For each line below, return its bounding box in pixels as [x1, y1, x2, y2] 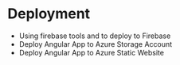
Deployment [7, 5, 91, 23]
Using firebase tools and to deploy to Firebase [18, 31, 171, 40]
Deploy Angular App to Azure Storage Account [18, 39, 173, 48]
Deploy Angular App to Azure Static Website [18, 48, 165, 57]
